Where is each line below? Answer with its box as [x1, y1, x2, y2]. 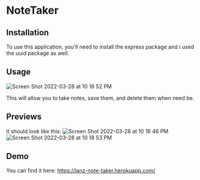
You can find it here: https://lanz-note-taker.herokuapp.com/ [6, 167, 156, 174]
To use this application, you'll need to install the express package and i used [6, 43, 195, 50]
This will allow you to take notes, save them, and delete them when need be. [6, 94, 195, 102]
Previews [6, 112, 42, 122]
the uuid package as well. [6, 50, 69, 57]
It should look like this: [6, 127, 62, 135]
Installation [6, 28, 49, 38]
